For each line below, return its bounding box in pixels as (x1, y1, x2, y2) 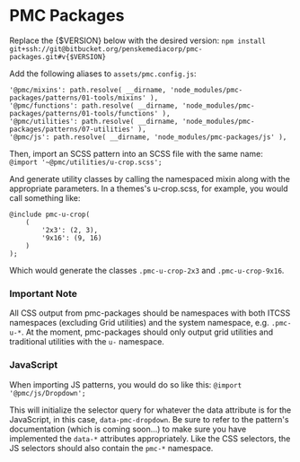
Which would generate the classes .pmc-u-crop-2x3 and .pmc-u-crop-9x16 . (9, 265, 285, 275)
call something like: (9, 192, 81, 203)
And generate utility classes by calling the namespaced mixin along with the (9, 173, 290, 184)
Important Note (9, 287, 78, 300)
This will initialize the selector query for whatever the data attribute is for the (9, 405, 292, 415)
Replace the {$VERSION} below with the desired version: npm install (9, 35, 267, 46)
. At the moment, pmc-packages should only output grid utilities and (21, 327, 274, 337)
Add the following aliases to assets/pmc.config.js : (9, 68, 197, 79)
